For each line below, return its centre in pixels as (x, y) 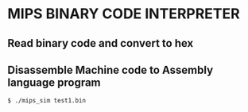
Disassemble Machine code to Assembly (110, 70)
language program (54, 82)
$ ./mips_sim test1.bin (47, 101)
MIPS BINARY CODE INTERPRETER (124, 14)
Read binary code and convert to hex (101, 43)
